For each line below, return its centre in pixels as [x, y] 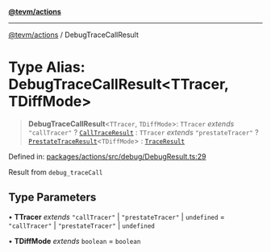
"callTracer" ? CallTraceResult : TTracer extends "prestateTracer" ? [144, 132]
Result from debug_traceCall [56, 171]
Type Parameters [52, 198]
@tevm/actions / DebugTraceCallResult [74, 35]
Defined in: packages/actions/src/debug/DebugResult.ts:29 [107, 156]
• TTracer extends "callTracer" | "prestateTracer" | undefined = [117, 217]
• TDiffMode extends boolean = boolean [75, 241]
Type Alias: [47, 67]
